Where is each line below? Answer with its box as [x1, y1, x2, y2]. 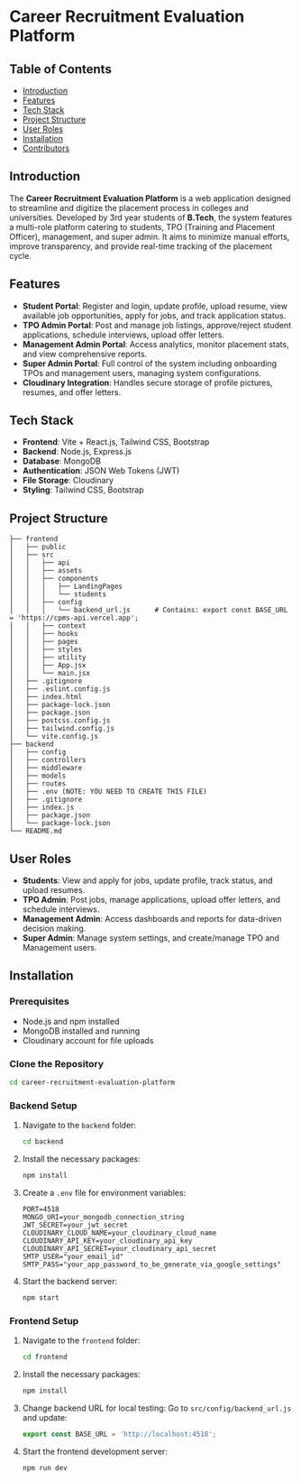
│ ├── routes [9, 779, 67, 788]
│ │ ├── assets [9, 566, 83, 575]
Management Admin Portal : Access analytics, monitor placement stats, [22, 338, 290, 349]
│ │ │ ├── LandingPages [9, 582, 123, 592]
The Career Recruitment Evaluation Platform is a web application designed [9, 192, 291, 204]
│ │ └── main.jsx [9, 669, 91, 678]
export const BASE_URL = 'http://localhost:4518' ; [22, 1430, 217, 1439]
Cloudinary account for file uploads [22, 1035, 154, 1045]
